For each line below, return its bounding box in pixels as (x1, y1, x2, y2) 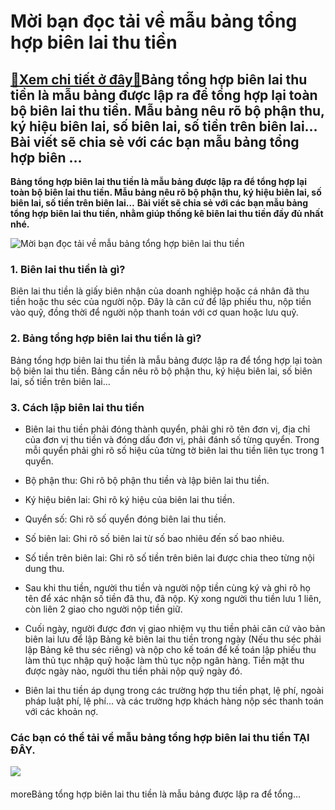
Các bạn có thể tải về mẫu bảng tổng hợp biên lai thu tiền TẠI (10, 730, 310, 744)
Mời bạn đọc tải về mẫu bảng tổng (10, 10, 298, 33)
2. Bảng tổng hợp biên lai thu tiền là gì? (10, 331, 202, 345)
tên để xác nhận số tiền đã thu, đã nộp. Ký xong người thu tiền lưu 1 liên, (24, 592, 322, 604)
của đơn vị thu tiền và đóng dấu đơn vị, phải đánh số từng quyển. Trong (24, 433, 320, 445)
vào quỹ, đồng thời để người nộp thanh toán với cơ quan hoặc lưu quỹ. (10, 306, 299, 319)
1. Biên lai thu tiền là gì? (10, 262, 126, 276)
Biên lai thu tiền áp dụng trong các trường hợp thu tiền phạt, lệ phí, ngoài (24, 684, 324, 696)
